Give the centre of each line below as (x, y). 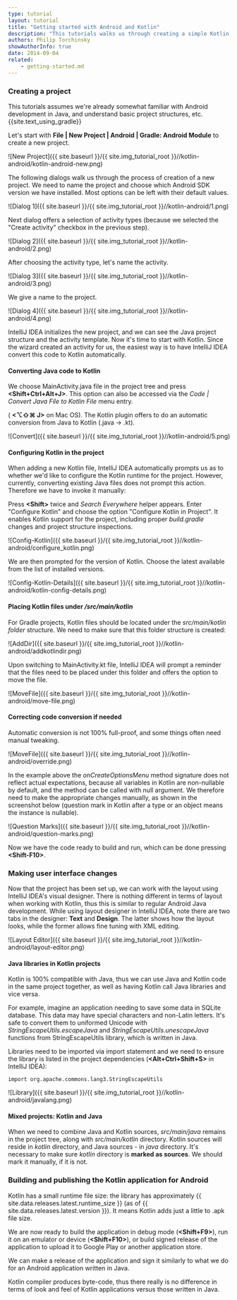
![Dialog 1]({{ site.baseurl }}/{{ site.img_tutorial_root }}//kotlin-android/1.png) (119, 206)
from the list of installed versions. (56, 569)
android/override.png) (40, 761)
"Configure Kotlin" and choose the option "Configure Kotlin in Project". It (113, 512)
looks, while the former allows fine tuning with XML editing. (94, 926)
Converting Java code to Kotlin (54, 371)
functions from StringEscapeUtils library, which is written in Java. (103, 1038)
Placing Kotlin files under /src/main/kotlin (71, 606)
